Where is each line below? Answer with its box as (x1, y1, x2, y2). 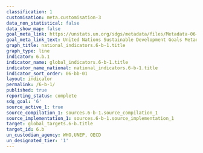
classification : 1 (6, 8, 53, 15)
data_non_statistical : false (6, 20, 80, 26)
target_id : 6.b (6, 126, 45, 133)
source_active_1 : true (6, 104, 63, 110)
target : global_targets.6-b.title (6, 121, 94, 127)
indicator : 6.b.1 (6, 54, 50, 60)
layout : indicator (6, 76, 53, 82)
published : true (6, 87, 47, 93)
